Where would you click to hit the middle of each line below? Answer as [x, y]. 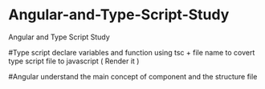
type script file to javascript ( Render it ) [74, 61]
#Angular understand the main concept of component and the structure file [133, 76]
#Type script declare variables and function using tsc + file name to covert [132, 52]
